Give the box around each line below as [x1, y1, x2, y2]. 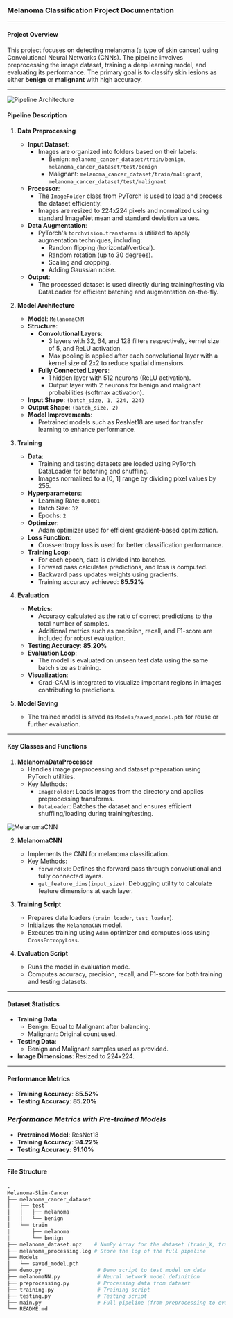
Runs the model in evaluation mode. [27, 962, 130, 971]
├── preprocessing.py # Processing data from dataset [7, 1280, 191, 1287]
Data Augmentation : [27, 221, 87, 229]
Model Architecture [17, 301, 75, 309]
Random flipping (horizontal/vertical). [48, 243, 155, 251]
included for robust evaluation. [37, 634, 126, 642]
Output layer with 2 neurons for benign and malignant [48, 381, 201, 389]
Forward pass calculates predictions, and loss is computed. [37, 562, 208, 571]
